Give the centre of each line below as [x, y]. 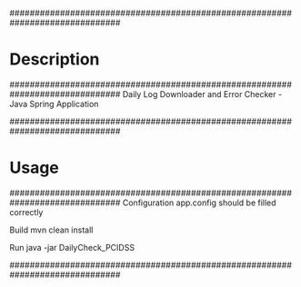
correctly [26, 212]
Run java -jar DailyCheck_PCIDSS [72, 247]
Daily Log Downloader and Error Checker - [202, 94]
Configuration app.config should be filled [199, 203]
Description [55, 59]
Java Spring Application [54, 104]
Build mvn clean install [51, 230]
